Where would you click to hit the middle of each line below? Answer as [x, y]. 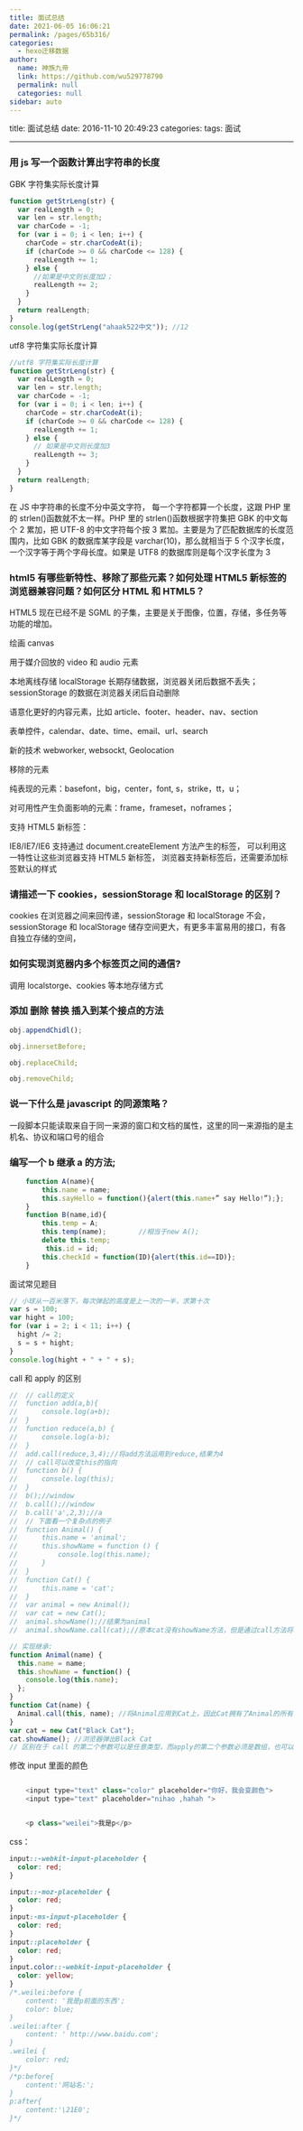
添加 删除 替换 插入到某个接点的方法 [87, 1010]
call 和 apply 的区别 [45, 1378]
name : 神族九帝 [43, 69]
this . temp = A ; [70, 1224]
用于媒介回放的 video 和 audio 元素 [74, 662]
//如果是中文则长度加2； [73, 276]
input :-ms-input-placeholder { [68, 1917]
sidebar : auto [36, 102]
